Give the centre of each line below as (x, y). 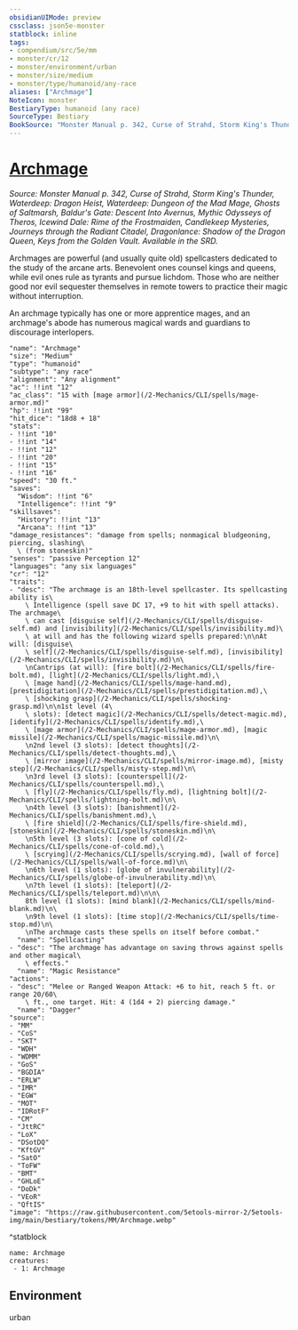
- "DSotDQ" (29, 1142)
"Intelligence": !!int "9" (67, 504)
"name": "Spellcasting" (61, 939)
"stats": (25, 426)
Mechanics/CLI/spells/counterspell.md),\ (87, 784)
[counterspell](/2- (153, 776)
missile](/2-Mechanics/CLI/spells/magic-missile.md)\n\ (114, 738)
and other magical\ (45, 955)
